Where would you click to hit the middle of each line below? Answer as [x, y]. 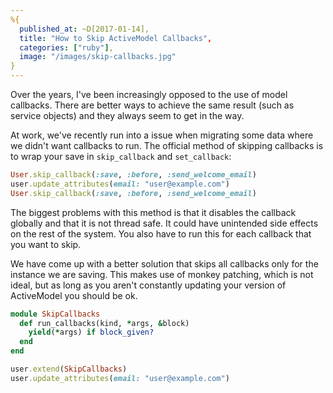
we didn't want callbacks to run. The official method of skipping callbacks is [167, 145]
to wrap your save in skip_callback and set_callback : [121, 156]
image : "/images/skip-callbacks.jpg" [98, 57]
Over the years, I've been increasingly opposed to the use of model [149, 94]
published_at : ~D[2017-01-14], [84, 29]
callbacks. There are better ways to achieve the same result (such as [152, 105]
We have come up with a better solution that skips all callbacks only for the [164, 263]
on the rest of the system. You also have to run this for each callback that [161, 233]
